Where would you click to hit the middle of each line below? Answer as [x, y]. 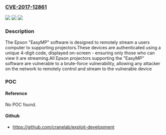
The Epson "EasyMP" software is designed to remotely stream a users [77, 42]
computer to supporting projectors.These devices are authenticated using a [83, 47]
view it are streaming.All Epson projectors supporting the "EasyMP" [75, 58]
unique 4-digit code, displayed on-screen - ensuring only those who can [80, 53]
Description [20, 31]
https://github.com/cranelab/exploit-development [63, 127]
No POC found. [21, 104]
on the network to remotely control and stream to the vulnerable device [78, 69]
